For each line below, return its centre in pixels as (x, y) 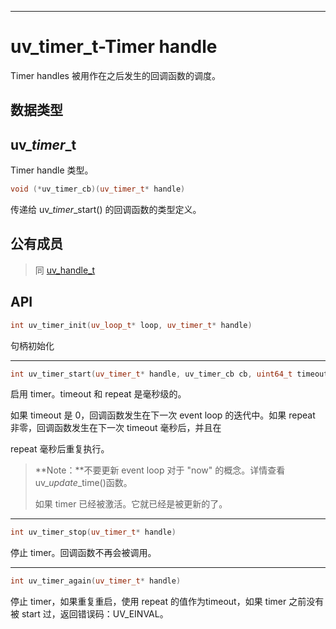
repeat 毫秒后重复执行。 (60, 449)
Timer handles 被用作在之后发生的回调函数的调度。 (115, 75)
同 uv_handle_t (65, 270)
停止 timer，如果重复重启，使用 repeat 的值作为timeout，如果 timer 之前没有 (167, 602)
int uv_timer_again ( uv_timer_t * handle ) (96, 581)
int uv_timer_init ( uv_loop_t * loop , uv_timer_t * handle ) (131, 325)
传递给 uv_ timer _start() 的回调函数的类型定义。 (106, 210)
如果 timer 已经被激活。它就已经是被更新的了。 (131, 504)
